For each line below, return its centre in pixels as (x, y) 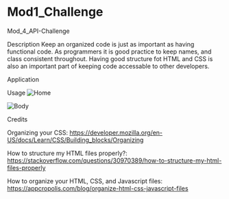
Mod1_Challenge (55, 12)
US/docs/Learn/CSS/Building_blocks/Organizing (75, 140)
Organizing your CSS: (38, 132)
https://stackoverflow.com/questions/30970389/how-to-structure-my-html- (114, 160)
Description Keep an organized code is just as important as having (101, 44)
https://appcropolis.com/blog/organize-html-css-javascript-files (98, 188)
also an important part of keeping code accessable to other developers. (108, 66)
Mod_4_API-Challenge (38, 31)
